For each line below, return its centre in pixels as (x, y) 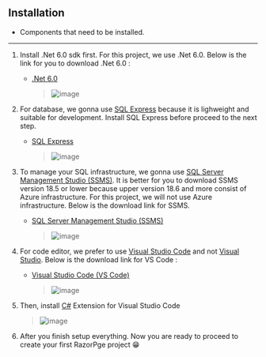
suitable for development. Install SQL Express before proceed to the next (138, 117)
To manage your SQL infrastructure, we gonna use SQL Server (122, 171)
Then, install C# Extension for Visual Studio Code (100, 305)
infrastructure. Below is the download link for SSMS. (104, 205)
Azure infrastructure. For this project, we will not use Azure (116, 197)
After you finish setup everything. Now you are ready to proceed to (129, 336)
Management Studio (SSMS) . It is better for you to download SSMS (129, 180)
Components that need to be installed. (82, 32)
